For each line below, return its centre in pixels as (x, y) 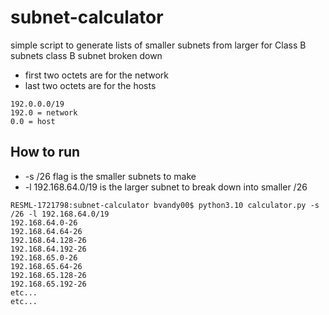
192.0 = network (44, 112)
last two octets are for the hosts (90, 85)
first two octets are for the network (96, 75)
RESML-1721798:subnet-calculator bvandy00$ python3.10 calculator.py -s (165, 205)
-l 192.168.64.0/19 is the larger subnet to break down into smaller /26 (166, 187)
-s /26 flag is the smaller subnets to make (110, 176)
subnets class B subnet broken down (86, 55)
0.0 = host (33, 121)
